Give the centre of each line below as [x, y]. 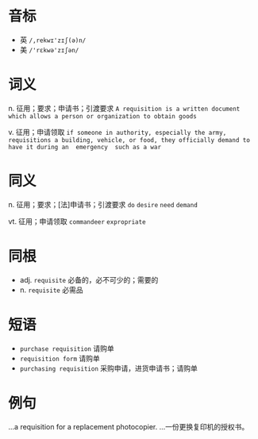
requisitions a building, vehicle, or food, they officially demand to [129, 140]
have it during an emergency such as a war [85, 147]
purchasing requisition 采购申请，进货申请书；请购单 [109, 368]
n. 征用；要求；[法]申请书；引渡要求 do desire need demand [103, 204]
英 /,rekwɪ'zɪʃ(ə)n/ [53, 40]
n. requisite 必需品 [51, 290]
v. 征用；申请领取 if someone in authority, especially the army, [117, 132]
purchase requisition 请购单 [67, 348]
